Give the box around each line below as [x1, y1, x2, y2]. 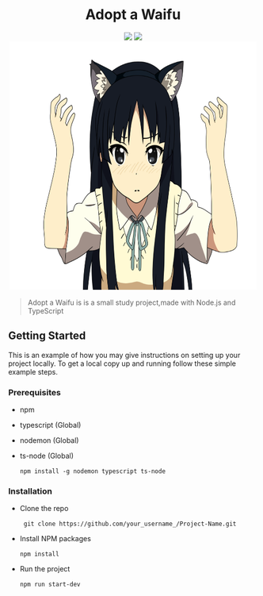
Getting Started [8, 329, 86, 343]
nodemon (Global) [19, 436, 79, 445]
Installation [8, 486, 53, 497]
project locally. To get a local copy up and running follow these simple [8, 359, 236, 368]
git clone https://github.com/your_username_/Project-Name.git [23, 520, 237, 529]
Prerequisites [8, 386, 61, 398]
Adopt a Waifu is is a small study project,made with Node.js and [27, 298, 236, 307]
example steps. [8, 367, 58, 376]
